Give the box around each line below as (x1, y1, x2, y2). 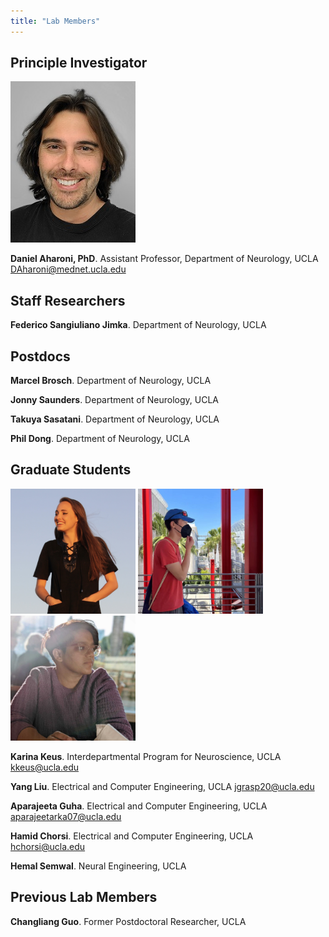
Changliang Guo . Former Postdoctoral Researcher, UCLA (10, 915, 247, 927)
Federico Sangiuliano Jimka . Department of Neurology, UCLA (10, 319, 267, 331)
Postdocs (10, 348, 71, 365)
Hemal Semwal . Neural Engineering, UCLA (10, 860, 187, 872)
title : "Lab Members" (10, 16, 101, 26)
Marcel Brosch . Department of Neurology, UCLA (10, 375, 212, 387)
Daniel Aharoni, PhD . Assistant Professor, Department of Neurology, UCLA (10, 253, 319, 265)
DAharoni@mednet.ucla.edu (10, 263, 127, 275)
